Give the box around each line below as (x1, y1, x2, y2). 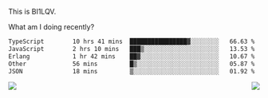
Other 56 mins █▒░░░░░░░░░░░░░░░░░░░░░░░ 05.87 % (8, 60, 255, 68)
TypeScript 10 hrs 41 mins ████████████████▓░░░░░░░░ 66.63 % (8, 37, 255, 45)
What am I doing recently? (8, 22, 95, 31)
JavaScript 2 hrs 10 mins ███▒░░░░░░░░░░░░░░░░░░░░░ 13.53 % (8, 45, 255, 53)
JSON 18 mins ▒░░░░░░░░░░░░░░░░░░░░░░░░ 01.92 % (8, 67, 255, 75)
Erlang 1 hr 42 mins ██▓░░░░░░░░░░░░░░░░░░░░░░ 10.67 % (8, 52, 255, 61)
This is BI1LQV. (8, 7, 57, 16)
